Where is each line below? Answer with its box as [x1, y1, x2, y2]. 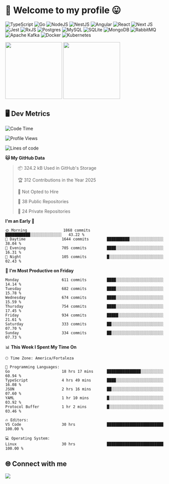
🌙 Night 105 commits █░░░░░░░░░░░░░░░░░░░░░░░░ [5, 254, 164, 259]
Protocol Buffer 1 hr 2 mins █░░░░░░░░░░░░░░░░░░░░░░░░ [5, 404, 164, 409]
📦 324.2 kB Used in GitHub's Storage [17, 165, 97, 171]
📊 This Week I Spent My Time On [5, 344, 77, 350]
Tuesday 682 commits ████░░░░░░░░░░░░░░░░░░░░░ [5, 286, 164, 291]
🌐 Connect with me [5, 460, 67, 468]
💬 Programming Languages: [5, 364, 60, 369]
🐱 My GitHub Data [5, 155, 45, 161]
